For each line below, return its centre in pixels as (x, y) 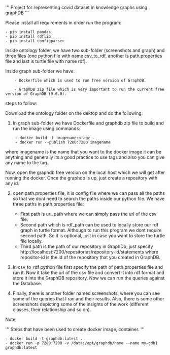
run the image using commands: (46, 129)
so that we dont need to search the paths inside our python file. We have (89, 199)
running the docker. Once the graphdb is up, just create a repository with (81, 178)
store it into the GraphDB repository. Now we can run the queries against (89, 278)
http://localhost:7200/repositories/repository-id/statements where (89, 252)
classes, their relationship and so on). (52, 310)
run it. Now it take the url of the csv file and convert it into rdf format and (89, 273)
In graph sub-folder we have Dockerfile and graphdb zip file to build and (88, 123)
